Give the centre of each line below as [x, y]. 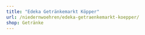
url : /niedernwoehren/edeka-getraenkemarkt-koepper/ [73, 17]
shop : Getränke [25, 23]
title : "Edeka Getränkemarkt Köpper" [53, 12]
